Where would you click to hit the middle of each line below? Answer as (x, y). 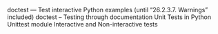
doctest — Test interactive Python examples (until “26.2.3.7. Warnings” (108, 10)
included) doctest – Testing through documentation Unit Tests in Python (109, 17)
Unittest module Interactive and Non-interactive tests (82, 24)
